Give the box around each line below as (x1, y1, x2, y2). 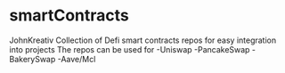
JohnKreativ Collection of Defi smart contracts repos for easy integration (9, 35, 277, 45)
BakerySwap (9, 53, 56, 64)
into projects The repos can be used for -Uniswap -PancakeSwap (9, 44, 250, 54)
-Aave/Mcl (57, 53, 96, 64)
